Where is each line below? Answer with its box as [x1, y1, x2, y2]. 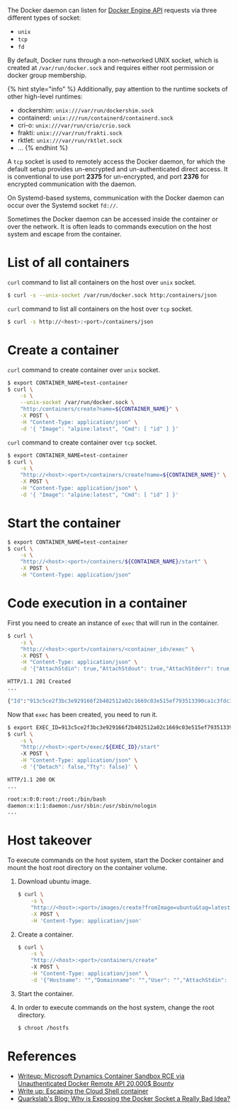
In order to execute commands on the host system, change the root [17, 1003, 215, 1012]
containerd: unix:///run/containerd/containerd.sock [17, 113, 174, 122]
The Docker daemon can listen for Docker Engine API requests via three [7, 6, 217, 14]
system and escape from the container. [7, 230, 122, 238]
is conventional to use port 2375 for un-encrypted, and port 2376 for [7, 173, 209, 181]
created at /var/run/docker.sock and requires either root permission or [7, 64, 215, 71]
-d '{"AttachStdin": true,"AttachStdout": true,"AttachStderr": [20, 665, 214, 673]
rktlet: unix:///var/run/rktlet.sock [17, 136, 123, 144]
